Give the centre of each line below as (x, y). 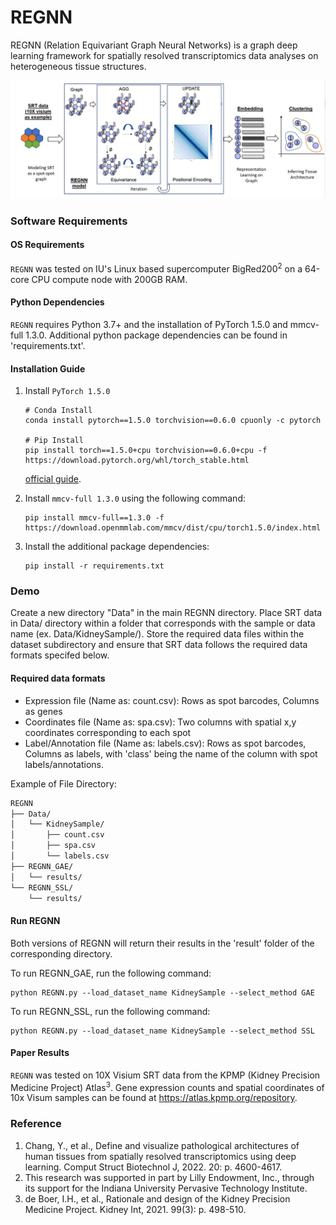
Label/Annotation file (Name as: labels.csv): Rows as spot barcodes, (165, 743)
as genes (43, 711)
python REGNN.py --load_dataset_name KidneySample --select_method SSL (162, 1031)
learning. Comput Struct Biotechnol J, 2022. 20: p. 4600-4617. (153, 1167)
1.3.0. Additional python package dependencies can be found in (156, 335)
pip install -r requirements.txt (94, 566)
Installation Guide (48, 368)
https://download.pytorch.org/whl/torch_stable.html (137, 461)
